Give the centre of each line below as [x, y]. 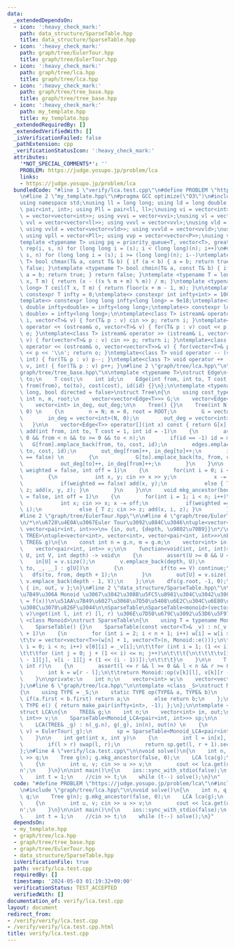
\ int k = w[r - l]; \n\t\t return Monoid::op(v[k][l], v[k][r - [125, 673]
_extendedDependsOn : [43, 20]
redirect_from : [29, 914]
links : [29, 177]
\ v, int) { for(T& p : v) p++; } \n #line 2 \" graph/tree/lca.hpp [117, 366]
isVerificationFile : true [51, 862]
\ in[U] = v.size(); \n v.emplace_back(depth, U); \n [112, 562]
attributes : [31, 158]
